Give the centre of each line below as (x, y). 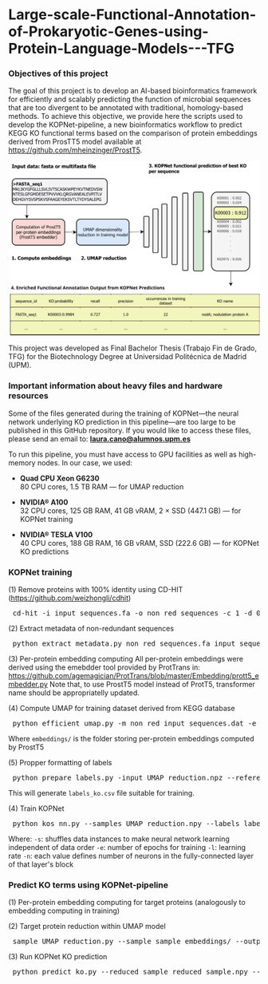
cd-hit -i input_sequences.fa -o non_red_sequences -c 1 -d (132, 613)
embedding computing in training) (64, 911)
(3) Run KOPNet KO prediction (58, 957)
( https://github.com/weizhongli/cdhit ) (70, 598)
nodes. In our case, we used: (85, 462)
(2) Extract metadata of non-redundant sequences (91, 629)
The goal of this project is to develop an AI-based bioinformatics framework (133, 91)
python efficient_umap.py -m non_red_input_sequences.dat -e (134, 723)
